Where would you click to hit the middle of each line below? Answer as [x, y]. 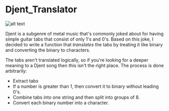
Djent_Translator [41, 10]
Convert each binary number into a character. [61, 103]
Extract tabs [25, 81]
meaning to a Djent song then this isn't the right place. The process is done [84, 65]
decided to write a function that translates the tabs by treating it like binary [84, 44]
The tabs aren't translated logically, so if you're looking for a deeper [77, 60]
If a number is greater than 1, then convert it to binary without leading [86, 86]
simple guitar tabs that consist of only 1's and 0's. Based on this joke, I [79, 39]
